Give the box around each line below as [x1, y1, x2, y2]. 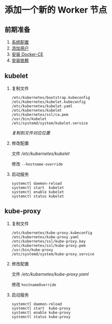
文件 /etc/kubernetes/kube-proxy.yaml [11, 271, 89, 277]
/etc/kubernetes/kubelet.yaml [11, 103, 73, 109]
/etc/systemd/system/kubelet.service [11, 120, 88, 126]
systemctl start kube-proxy [11, 305, 71, 311]
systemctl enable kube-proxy [11, 310, 71, 315]
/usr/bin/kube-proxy [11, 247, 53, 252]
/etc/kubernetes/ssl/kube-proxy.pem [11, 243, 86, 248]
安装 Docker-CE [11, 52, 44, 57]
